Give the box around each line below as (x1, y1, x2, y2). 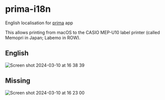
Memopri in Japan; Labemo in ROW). (5, 35, 81, 41)
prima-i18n (5, 3, 51, 15)
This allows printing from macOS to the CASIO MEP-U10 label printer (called (5, 29, 160, 35)
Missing (5, 77, 31, 85)
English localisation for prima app (5, 20, 73, 26)
